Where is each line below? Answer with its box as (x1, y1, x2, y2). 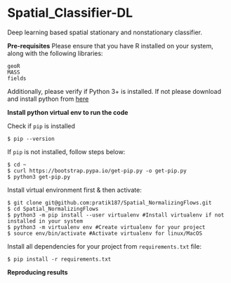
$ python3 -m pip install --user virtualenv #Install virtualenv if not (7, 212, 225, 219)
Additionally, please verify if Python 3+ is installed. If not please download (7, 87, 221, 95)
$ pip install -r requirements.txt (7, 256, 112, 263)
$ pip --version (7, 135, 55, 142)
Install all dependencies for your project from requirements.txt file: (7, 242, 202, 250)
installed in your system (7, 217, 83, 225)
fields (7, 75, 27, 82)
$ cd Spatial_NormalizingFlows (7, 205, 99, 212)
